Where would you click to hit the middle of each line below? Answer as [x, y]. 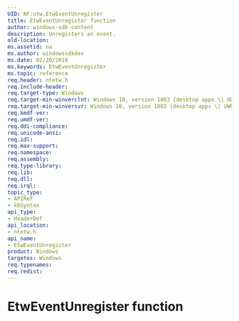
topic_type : [25, 192]
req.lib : [20, 172]
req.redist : [25, 271]
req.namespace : [30, 153]
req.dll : [20, 179]
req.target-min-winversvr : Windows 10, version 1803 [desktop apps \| [114, 107]
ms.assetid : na [30, 47]
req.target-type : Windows [46, 93]
